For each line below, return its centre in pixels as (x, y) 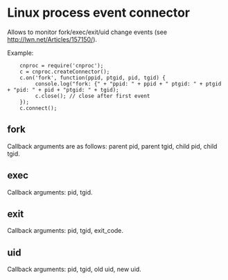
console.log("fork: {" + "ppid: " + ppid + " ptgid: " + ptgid (128, 84)
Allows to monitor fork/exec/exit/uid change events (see (87, 32)
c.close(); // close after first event (93, 96)
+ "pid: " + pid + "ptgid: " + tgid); (63, 90)
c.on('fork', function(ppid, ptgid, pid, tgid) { (93, 78)
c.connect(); (38, 108)
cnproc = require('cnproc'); (62, 65)
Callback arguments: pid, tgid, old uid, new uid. (74, 270)
